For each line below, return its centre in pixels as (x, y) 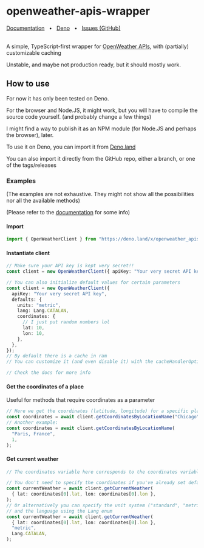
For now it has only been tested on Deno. (58, 98)
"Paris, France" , (34, 434)
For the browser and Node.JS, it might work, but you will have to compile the (102, 110)
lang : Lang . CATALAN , (43, 311)
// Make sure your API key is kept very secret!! (70, 266)
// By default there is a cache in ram (57, 356)
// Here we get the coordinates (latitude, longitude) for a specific (97, 411)
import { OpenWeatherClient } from (51, 239)
